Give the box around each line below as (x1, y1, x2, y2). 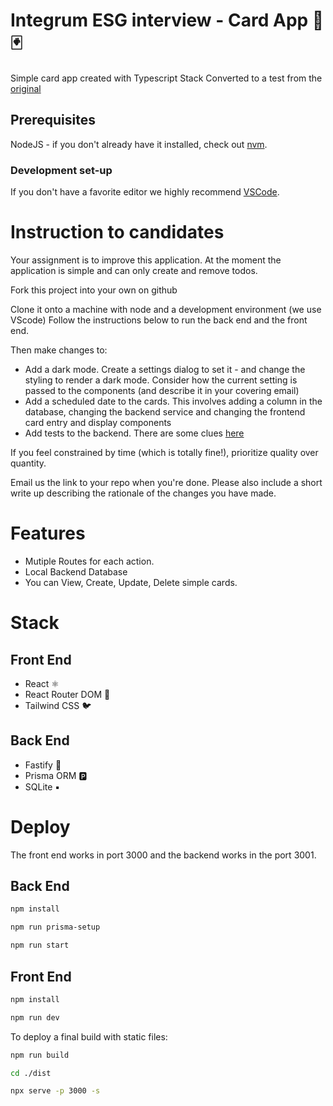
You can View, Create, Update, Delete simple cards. (24, 576, 238, 588)
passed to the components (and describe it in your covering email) (24, 384, 300, 396)
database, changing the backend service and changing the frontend (24, 405, 306, 418)
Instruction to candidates (10, 221, 225, 244)
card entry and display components (24, 416, 172, 428)
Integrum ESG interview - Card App (10, 9, 309, 32)
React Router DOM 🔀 (24, 688, 111, 700)
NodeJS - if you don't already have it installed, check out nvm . (10, 138, 268, 150)
